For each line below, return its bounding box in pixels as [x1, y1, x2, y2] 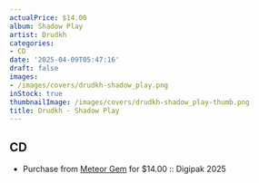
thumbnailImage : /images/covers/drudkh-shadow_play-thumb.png [9, 97, 250, 107]
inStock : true [9, 89, 64, 98]
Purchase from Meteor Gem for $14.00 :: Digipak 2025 [22, 164, 227, 175]
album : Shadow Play [9, 22, 84, 31]
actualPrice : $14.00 [9, 13, 88, 23]
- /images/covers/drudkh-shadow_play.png [9, 81, 169, 90]
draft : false [9, 64, 59, 73]
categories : [9, 38, 55, 48]
